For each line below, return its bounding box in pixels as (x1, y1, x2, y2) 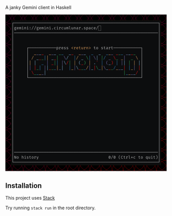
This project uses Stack (5, 195, 55, 201)
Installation (5, 181, 42, 190)
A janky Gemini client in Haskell (5, 5, 72, 10)
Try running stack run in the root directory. (5, 205, 96, 211)
